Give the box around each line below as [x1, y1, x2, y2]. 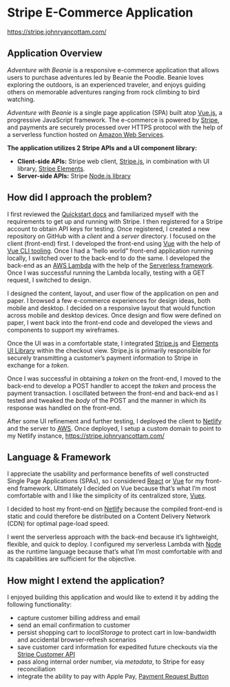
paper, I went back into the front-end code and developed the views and [7, 318, 213, 326]
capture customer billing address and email [17, 614, 140, 622]
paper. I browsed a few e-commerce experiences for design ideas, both [7, 296, 211, 304]
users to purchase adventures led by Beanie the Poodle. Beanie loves [7, 73, 205, 81]
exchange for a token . [7, 361, 70, 369]
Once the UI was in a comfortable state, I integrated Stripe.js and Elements [7, 339, 219, 347]
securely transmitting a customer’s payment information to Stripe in [7, 353, 198, 362]
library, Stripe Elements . [17, 164, 85, 173]
